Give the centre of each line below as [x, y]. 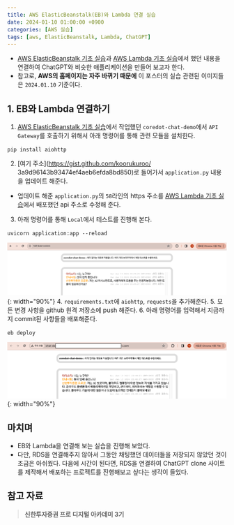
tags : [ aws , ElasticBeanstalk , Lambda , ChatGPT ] [79, 37]
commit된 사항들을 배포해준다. [56, 318]
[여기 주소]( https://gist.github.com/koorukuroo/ [84, 163]
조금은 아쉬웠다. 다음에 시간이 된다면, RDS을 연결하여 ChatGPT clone [112, 463]
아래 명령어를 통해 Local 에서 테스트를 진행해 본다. [84, 219]
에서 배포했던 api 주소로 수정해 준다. [72, 205]
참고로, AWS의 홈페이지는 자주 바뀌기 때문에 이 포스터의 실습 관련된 [108, 76]
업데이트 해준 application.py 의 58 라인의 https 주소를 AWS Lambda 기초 [117, 196]
